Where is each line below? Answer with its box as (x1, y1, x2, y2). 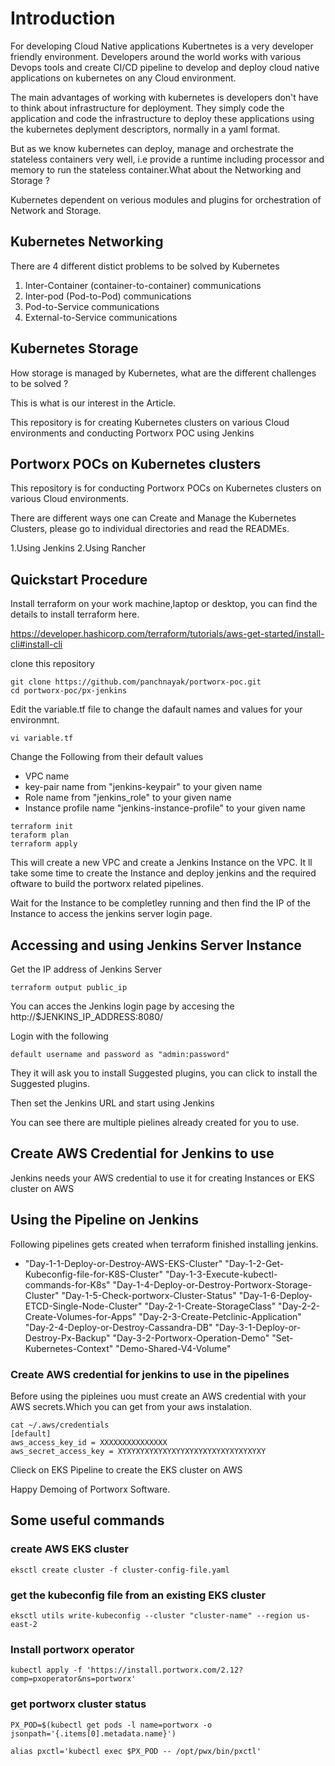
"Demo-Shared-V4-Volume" (115, 1342, 232, 1354)
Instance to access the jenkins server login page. (10, 908, 213, 920)
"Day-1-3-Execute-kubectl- (165, 1268, 278, 1280)
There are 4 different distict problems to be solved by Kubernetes (10, 260, 280, 272)
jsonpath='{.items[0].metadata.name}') (10, 1728, 177, 1739)
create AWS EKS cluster (10, 1542, 130, 1556)
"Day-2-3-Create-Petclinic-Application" (138, 1310, 302, 1322)
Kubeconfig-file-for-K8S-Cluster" (24, 1268, 164, 1280)
